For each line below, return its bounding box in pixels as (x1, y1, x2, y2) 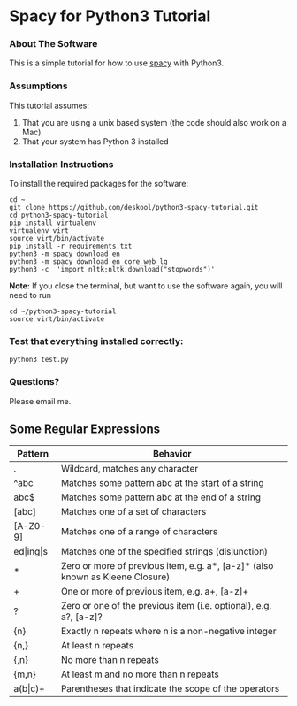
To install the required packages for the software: (9, 179, 189, 189)
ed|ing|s (13, 546, 49, 558)
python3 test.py (9, 356, 69, 365)
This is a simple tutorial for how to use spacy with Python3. (9, 58, 225, 68)
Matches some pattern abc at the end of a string (60, 491, 262, 503)
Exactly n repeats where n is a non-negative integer (60, 625, 277, 638)
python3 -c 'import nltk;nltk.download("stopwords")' (9, 265, 216, 274)
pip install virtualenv (9, 219, 97, 227)
